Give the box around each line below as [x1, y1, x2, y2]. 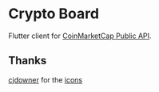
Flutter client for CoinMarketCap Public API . [8, 31, 152, 40]
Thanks [8, 54, 47, 67]
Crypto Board [8, 5, 100, 23]
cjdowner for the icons [8, 75, 82, 84]
